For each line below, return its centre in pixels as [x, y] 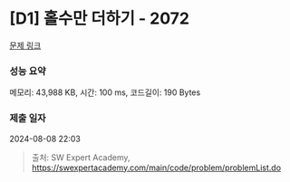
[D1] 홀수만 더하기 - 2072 [100, 19]
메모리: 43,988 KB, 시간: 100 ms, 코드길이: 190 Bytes [105, 92]
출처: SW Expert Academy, [81, 157]
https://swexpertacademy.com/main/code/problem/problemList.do [156, 168]
